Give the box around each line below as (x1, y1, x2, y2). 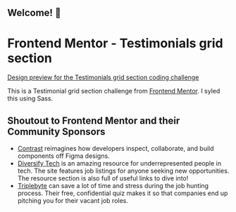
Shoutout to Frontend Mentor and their (7, 114, 180, 126)
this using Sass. (7, 94, 54, 102)
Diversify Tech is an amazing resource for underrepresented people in (17, 159, 222, 168)
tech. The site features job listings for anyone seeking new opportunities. (17, 166, 230, 175)
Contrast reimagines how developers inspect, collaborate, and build (17, 145, 214, 153)
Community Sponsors (7, 126, 106, 138)
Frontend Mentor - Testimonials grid (7, 35, 223, 51)
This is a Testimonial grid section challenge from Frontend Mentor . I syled (7, 87, 221, 95)
